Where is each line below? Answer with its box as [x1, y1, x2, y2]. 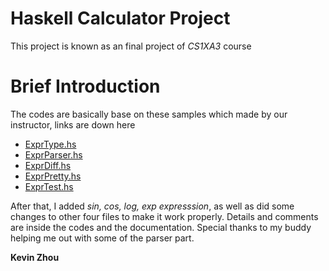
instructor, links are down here [10, 118, 136, 131]
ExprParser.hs [24, 148, 83, 161]
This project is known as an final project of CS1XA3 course [10, 40, 252, 52]
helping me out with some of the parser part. [10, 232, 195, 244]
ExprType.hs [24, 138, 77, 150]
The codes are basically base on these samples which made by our [10, 108, 288, 120]
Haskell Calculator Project [10, 7, 231, 30]
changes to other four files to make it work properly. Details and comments [10, 210, 319, 222]
